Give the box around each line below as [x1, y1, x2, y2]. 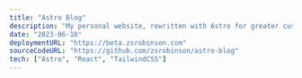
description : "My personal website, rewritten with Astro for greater [9, 22, 280, 30]
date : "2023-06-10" [9, 30, 83, 39]
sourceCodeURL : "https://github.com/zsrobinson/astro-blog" [9, 47, 240, 56]
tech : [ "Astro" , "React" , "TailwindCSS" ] [9, 55, 167, 64]
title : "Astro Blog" [9, 13, 87, 22]
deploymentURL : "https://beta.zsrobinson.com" [9, 38, 187, 48]
